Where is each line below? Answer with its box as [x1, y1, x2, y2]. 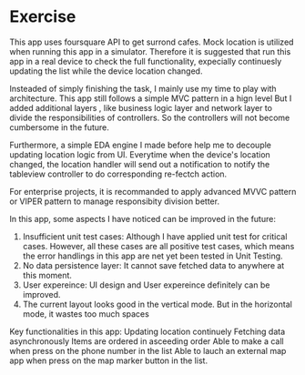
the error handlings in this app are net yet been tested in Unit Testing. [22, 250, 284, 261]
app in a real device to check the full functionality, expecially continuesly [9, 56, 282, 66]
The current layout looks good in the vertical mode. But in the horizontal [22, 299, 293, 309]
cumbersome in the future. [9, 121, 109, 133]
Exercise [9, 6, 76, 27]
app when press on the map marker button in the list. [9, 355, 208, 366]
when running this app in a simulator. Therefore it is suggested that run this [9, 46, 291, 56]
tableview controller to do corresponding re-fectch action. [9, 168, 228, 179]
